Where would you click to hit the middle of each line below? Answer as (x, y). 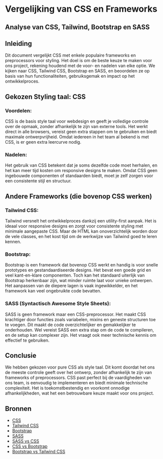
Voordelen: (18, 110)
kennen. (13, 242)
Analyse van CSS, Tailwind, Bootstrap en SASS (77, 27)
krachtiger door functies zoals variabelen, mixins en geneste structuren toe (80, 319)
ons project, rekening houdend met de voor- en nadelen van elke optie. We (80, 66)
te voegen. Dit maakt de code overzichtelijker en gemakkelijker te (71, 325)
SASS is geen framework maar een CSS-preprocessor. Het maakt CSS (75, 314)
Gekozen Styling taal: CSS (45, 97)
